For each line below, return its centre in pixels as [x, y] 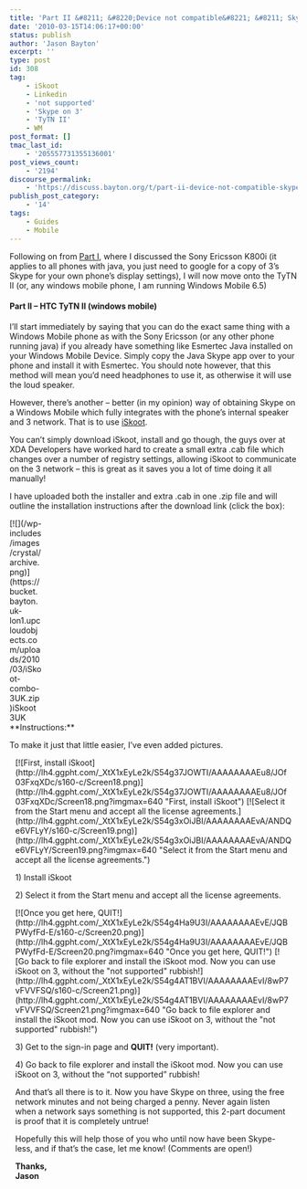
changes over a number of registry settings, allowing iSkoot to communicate [153, 458]
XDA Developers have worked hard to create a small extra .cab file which [147, 449]
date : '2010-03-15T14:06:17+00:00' [77, 26]
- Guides [42, 221]
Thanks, [31, 1166]
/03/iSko [26, 668]
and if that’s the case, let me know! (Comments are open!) [144, 1148]
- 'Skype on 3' [55, 111]
